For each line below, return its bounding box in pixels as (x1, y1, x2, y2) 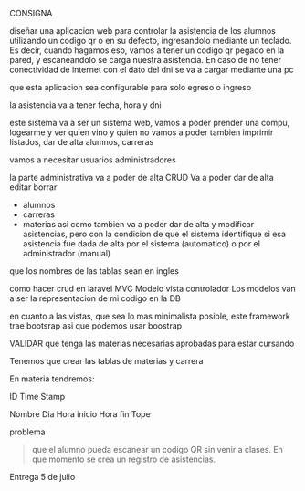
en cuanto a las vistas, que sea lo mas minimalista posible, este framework (9, 310, 290, 321)
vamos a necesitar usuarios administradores (9, 154, 176, 165)
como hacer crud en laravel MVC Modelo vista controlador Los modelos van (9, 283, 296, 294)
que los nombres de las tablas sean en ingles (9, 266, 180, 277)
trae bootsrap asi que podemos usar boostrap (9, 320, 183, 331)
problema (9, 426, 46, 437)
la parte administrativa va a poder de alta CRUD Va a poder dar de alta (9, 172, 274, 183)
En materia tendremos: (9, 373, 95, 384)
